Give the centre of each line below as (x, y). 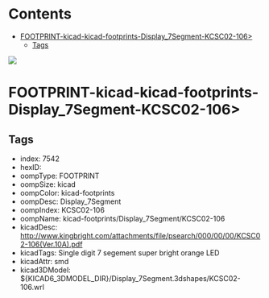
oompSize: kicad (48, 184)
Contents (40, 14)
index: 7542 (40, 159)
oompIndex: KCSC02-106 (62, 209)
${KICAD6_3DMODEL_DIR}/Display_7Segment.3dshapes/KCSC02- (130, 278)
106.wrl (32, 287)
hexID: (31, 167)
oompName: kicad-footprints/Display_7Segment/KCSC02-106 (122, 218)
